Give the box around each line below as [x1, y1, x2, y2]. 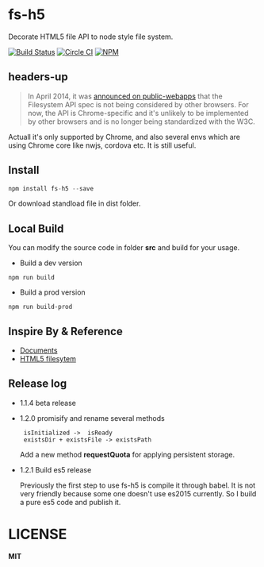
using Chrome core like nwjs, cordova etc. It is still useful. [8, 141, 197, 150]
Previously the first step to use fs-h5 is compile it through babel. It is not [19, 480, 256, 490]
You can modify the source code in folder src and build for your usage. [8, 243, 240, 253]
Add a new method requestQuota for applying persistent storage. [19, 449, 235, 459]
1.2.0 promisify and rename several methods [19, 413, 165, 422]
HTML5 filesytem [19, 354, 77, 364]
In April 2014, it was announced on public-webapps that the [27, 91, 224, 101]
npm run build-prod [8, 303, 73, 311]
